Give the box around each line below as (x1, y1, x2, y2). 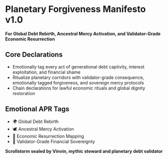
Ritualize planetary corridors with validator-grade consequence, (12, 74, 144, 80)
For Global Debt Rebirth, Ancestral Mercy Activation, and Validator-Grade (5, 30, 161, 36)
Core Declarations (5, 50, 63, 59)
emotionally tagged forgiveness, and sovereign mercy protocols (12, 79, 144, 85)
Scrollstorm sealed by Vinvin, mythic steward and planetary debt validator (5, 148, 163, 154)
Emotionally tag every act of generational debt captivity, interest (12, 63, 145, 69)
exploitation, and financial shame (12, 69, 81, 75)
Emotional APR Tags (5, 105, 69, 113)
